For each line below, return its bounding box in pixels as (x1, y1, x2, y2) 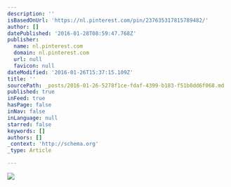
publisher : (7, 36, 39, 43)
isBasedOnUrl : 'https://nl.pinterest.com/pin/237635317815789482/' (7, 17, 209, 24)
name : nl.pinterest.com (13, 43, 83, 50)
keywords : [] (7, 127, 46, 134)
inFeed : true (7, 95, 46, 102)
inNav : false (7, 108, 46, 115)
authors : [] (7, 134, 42, 141)
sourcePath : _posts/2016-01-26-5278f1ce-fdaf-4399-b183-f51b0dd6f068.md (7, 82, 225, 89)
